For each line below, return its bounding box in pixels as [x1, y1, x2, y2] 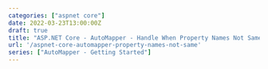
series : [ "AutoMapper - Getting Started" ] [8, 48, 152, 56]
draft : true [8, 26, 48, 34]
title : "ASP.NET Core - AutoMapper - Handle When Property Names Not [8, 33, 245, 42]
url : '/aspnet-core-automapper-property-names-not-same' [8, 41, 202, 49]
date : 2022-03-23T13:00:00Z [8, 19, 102, 27]
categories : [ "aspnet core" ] [8, 11, 105, 20]
